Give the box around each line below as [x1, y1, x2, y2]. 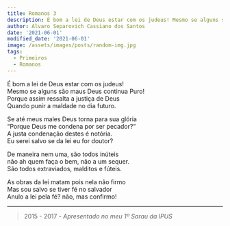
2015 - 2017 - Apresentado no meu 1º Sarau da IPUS [23, 212, 172, 220]
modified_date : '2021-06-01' [7, 36, 90, 42]
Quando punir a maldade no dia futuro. [7, 101, 116, 110]
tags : [7, 49, 23, 55]
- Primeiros [13, 55, 48, 62]
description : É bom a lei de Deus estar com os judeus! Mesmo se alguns [7, 16, 219, 23]
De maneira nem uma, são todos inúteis [7, 150, 119, 158]
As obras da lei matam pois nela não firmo [7, 177, 126, 186]
